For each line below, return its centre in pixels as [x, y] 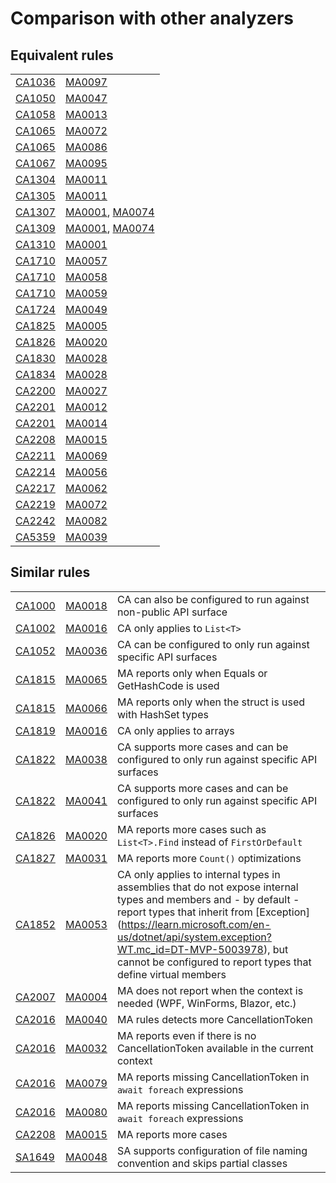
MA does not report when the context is [210, 990]
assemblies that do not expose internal [207, 887]
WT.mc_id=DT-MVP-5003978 [190, 949]
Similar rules [50, 572]
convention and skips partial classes [202, 1163]
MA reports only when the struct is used [211, 702]
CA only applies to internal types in [198, 874]
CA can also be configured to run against [213, 599]
